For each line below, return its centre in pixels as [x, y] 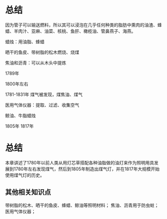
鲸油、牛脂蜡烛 [20, 115]
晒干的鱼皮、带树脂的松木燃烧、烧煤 [42, 52]
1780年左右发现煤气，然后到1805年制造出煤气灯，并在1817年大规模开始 [87, 169]
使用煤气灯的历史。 [25, 175]
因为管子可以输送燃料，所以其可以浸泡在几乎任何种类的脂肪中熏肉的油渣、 [81, 25]
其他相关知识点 [28, 192]
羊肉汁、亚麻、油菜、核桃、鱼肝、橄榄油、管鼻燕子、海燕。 [75, 31]
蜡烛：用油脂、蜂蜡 [25, 41]
